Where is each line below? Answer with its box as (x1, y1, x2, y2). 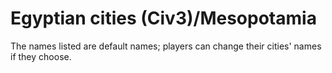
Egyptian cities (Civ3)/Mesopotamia (10, 7, 317, 30)
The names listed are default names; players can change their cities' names (10, 40, 322, 52)
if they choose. (10, 50, 72, 62)
